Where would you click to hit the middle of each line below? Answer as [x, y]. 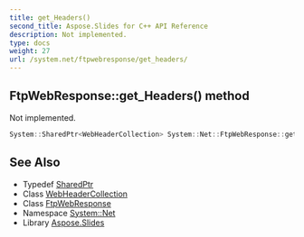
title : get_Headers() [50, 18]
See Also [35, 163]
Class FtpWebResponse [66, 203]
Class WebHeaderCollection [75, 194]
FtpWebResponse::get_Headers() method [130, 96]
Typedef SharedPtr [58, 184]
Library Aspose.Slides [63, 223]
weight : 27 [30, 51]
